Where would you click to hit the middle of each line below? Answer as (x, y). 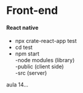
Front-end (32, 11)
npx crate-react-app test (46, 41)
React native (22, 27)
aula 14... (17, 85)
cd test (24, 47)
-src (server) (31, 73)
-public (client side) (39, 66)
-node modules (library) (45, 60)
